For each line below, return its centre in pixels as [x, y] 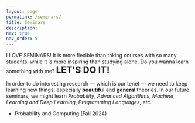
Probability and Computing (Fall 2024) [61, 114]
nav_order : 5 [22, 39]
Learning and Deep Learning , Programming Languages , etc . [79, 102]
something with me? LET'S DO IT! [58, 70]
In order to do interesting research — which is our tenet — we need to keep [97, 83]
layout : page [22, 11]
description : [22, 28]
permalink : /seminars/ [34, 17]
